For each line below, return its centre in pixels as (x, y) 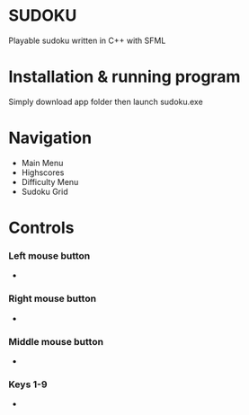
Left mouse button (49, 255)
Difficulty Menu (50, 181)
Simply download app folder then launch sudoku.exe (106, 102)
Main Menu (42, 163)
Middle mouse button (56, 341)
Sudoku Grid (44, 191)
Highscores (43, 172)
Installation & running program (124, 77)
